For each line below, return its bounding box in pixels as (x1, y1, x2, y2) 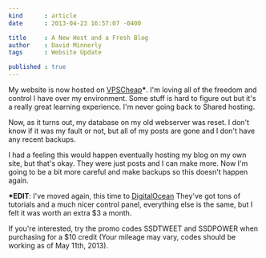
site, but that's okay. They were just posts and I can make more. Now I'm (8, 159, 248, 168)
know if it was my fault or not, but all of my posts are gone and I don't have (8, 126, 256, 135)
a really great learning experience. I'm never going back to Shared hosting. (8, 102, 256, 111)
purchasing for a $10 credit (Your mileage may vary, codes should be (8, 232, 236, 241)
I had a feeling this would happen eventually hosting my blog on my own (8, 150, 247, 159)
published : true (8, 63, 66, 71)
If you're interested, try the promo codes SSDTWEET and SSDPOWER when (8, 224, 259, 233)
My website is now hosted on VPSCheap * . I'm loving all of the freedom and (8, 85, 257, 95)
